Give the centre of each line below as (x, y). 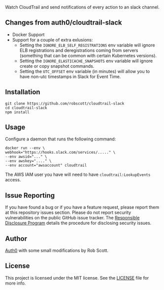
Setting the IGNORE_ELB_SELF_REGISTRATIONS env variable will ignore (87, 45)
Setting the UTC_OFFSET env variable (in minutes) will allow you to (85, 71)
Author (16, 238)
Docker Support (28, 35)
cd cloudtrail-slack (26, 108)
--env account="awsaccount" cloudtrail (46, 166)
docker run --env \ (25, 148)
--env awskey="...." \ (28, 161)
